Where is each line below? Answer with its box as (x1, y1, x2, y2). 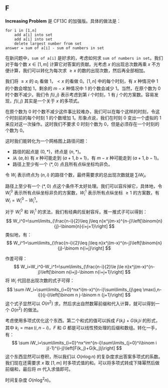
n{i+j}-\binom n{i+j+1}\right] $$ (66, 269, 131, 275)
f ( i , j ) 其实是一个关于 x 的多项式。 (14, 98, 82, 104)
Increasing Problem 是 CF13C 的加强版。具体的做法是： (5, 18, 121, 24)
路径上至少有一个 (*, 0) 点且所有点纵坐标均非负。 (12, 161, 113, 167)
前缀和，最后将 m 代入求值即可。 (5, 366, 74, 372)
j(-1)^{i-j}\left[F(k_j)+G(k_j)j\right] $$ (46, 345, 122, 351)
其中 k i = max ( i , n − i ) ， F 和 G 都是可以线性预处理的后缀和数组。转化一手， (5, 324, 159, 332)
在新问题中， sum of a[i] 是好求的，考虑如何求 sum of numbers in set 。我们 (5, 55, 163, 61)
